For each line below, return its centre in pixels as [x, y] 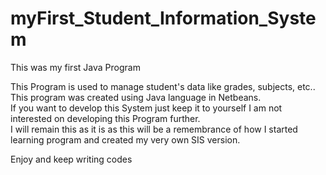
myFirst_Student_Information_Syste [163, 18]
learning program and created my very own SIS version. [125, 139]
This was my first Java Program [75, 67]
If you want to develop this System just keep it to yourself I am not [146, 108]
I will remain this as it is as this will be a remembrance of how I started [154, 129]
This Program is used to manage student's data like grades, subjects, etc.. [163, 86]
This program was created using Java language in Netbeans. [136, 97]
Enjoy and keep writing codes [71, 159]
